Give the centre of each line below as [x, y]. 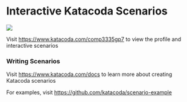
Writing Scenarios [33, 61]
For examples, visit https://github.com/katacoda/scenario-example [89, 92]
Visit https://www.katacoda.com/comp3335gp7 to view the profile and [94, 39]
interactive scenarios [32, 45]
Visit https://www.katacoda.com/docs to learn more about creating [89, 74]
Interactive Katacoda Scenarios [87, 11]
